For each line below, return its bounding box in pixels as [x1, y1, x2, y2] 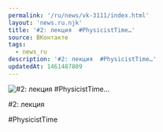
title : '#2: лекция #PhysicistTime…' [8, 26, 135, 34]
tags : [8, 41, 26, 49]
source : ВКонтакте [8, 33, 69, 42]
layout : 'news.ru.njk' [8, 19, 83, 27]
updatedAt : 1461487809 [8, 63, 83, 71]
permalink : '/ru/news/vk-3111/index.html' [8, 11, 150, 20]
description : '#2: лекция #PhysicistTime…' [8, 56, 157, 64]
